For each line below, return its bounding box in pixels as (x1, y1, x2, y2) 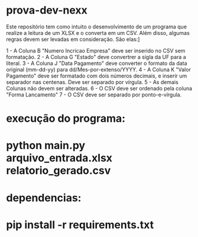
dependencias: (6, 191, 82, 204)
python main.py (6, 139, 86, 152)
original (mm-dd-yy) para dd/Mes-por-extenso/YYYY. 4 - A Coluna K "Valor (6, 66, 191, 73)
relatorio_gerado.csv (6, 164, 111, 177)
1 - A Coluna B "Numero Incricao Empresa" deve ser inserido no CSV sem (6, 47, 186, 54)
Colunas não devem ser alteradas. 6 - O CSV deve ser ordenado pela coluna (6, 85, 193, 92)
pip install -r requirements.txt (6, 218, 154, 231)
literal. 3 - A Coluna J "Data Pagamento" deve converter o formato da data (6, 60, 187, 67)
